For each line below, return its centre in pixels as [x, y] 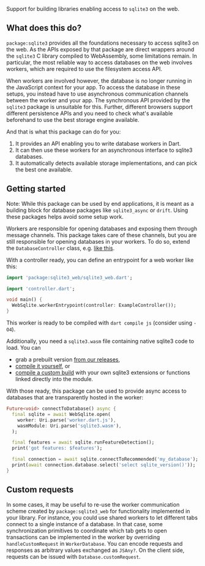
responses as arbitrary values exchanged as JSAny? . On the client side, [95, 550]
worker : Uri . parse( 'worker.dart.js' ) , [67, 420]
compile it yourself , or [43, 366]
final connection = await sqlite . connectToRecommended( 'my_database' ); [105, 459]
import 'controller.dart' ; [41, 289]
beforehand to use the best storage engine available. [73, 119]
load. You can [24, 348]
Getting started [36, 189]
